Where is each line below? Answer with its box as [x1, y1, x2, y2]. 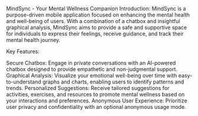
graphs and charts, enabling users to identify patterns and [42, 78, 184, 85]
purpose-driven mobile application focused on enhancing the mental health [6, 11, 190, 18]
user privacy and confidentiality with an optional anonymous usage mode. [6, 104, 186, 110]
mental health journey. [6, 37, 61, 43]
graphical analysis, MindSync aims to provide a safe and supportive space [6, 24, 187, 31]
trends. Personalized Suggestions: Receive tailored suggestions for [6, 85, 170, 91]
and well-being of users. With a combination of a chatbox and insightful [6, 18, 180, 24]
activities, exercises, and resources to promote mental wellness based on [6, 91, 185, 98]
